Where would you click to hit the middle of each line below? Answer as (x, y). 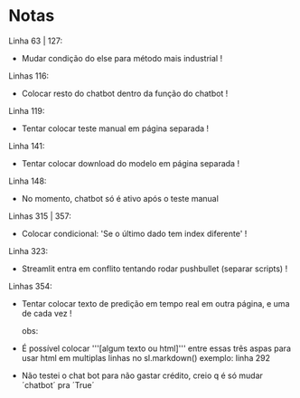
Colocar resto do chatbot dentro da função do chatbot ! (125, 93)
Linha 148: (28, 181)
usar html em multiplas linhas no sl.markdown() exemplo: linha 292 (145, 357)
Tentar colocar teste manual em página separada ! (115, 128)
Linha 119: (27, 110)
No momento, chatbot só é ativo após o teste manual (120, 198)
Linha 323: (28, 251)
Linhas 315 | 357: (40, 216)
